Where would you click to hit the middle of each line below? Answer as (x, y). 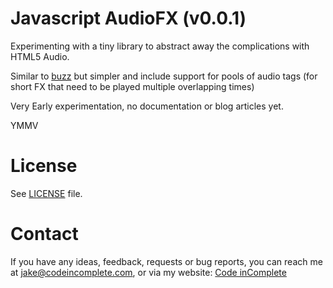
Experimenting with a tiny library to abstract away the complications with (160, 46)
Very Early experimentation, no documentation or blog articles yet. (147, 106)
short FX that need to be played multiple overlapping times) (132, 86)
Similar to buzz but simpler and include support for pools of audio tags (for (164, 76)
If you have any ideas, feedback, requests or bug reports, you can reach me (166, 261)
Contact (44, 234)
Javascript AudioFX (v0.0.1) (128, 18)
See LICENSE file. (46, 193)
